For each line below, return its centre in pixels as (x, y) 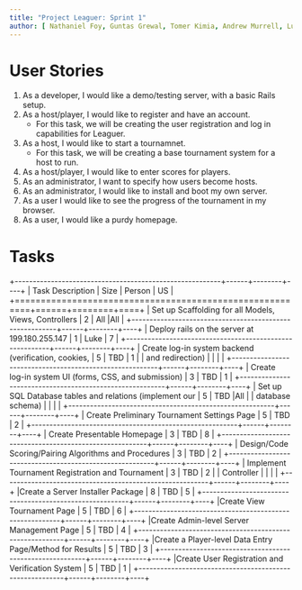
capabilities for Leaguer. (80, 134)
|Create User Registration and (229, 558)
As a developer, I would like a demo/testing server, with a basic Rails (149, 95)
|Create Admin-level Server (199, 521)
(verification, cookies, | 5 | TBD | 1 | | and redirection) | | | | (117, 358)
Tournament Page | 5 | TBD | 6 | (68, 511)
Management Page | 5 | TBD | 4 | (70, 530)
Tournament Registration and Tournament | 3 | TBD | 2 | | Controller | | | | (144, 473)
